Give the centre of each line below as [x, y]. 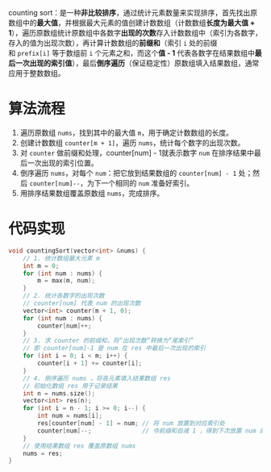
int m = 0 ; [41, 265]
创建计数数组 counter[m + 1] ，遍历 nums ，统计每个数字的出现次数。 [132, 142]
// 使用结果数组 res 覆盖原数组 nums [79, 446]
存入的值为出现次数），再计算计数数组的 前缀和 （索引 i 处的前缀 [113, 43]
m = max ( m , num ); [66, 281]
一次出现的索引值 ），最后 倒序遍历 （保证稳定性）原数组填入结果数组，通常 [137, 63]
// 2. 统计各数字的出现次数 [64, 296]
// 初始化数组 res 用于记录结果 [71, 386]
